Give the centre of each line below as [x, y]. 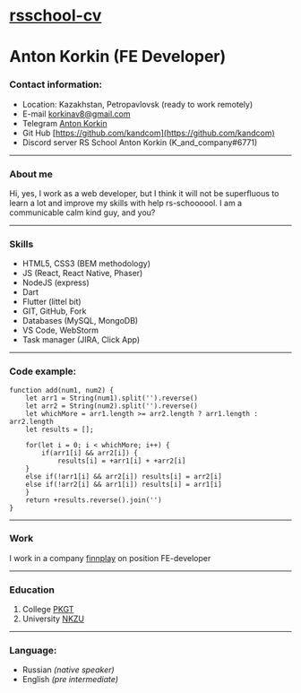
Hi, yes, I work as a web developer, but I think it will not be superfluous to [144, 193]
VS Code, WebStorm [60, 330]
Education [32, 590]
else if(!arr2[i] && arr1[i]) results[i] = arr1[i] [124, 484]
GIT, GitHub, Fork [54, 311]
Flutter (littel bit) [52, 302]
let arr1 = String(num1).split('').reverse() [112, 398]
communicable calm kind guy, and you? [82, 212]
